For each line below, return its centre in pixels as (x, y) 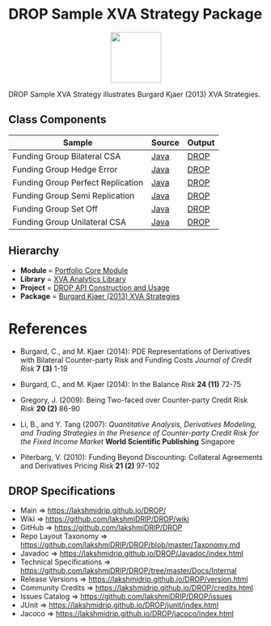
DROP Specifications (62, 491)
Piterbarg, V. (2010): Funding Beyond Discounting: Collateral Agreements (141, 457)
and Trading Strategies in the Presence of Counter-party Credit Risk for (139, 432)
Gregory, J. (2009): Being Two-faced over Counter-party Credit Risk (134, 400)
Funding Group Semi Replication (74, 195)
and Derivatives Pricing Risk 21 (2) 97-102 (90, 466)
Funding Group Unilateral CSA (70, 222)
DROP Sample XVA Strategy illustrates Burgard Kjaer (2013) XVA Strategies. (134, 94)
